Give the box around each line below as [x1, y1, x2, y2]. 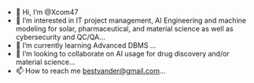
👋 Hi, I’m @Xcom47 [15, 8, 79, 16]
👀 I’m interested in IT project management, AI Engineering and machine [15, 16, 246, 25]
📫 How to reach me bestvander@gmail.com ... [15, 67, 167, 75]
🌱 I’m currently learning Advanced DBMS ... [15, 41, 156, 50]
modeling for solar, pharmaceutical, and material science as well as [15, 24, 234, 33]
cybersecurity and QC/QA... [15, 32, 106, 41]
